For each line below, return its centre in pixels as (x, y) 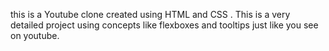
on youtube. (35, 35)
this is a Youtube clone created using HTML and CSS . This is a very (150, 14)
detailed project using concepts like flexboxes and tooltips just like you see (164, 25)
